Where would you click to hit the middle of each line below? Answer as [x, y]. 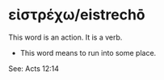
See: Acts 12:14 [34, 68]
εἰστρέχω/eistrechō [77, 15]
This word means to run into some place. [88, 53]
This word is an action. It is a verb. [65, 37]
